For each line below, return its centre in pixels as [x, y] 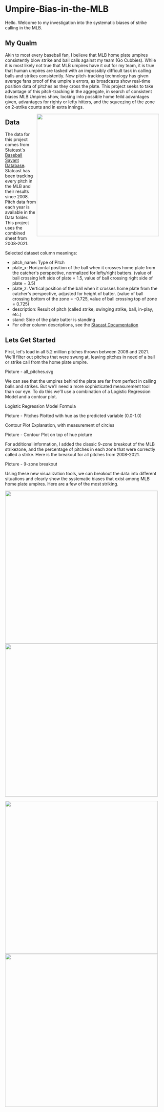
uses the [14, 228]
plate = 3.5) [24, 283]
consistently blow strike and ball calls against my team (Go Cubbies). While [81, 60]
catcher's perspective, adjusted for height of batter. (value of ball [78, 293]
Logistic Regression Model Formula [41, 406]
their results [17, 191]
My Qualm [21, 43]
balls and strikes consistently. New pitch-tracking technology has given [77, 76]
